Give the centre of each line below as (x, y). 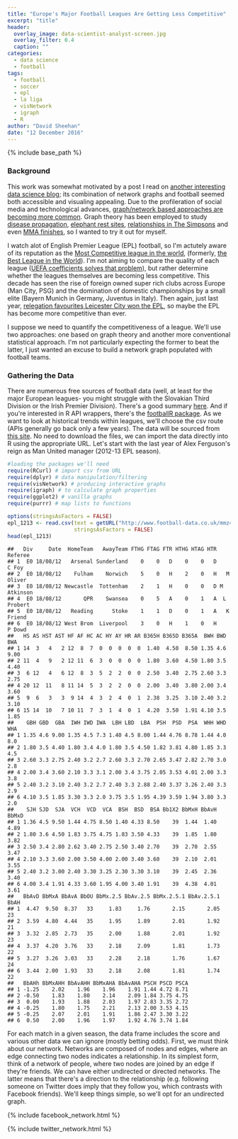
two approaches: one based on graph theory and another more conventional (119, 335)
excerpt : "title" (33, 21)
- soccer (27, 86)
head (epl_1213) (30, 536)
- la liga (28, 100)
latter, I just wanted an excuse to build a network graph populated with (110, 349)
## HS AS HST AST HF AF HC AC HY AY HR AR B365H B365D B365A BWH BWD (117, 636)
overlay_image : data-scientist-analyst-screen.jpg (90, 34)
